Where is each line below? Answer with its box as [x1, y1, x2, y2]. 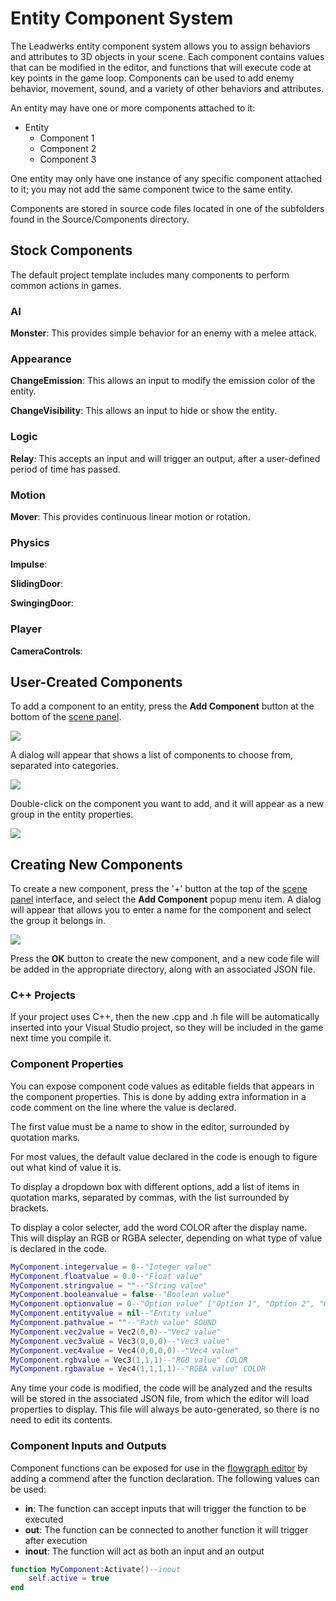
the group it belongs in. [10, 915, 107, 927]
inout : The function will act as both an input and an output [24, 1545, 265, 1557]
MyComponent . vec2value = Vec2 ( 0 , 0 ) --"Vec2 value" [10, 1327, 222, 1337]
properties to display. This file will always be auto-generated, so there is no [10, 1403, 320, 1416]
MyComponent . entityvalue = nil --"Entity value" [10, 1308, 213, 1319]
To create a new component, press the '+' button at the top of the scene [10, 883, 308, 895]
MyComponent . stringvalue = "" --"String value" [10, 1280, 208, 1291]
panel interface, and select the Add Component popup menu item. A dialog [10, 893, 322, 906]
